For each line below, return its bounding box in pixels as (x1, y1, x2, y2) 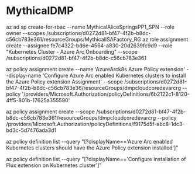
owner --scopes (6, 29, 46, 36)
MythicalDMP (6, 4, 74, 18)
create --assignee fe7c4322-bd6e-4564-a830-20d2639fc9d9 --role (6, 42, 173, 49)
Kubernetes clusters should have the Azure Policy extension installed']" (6, 144, 179, 151)
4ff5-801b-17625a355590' (6, 96, 70, 103)
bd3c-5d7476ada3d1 (6, 127, 57, 134)
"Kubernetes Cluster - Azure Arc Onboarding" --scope (6, 48, 138, 55)
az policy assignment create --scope (6, 108, 95, 115)
